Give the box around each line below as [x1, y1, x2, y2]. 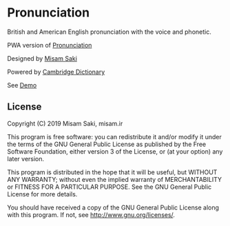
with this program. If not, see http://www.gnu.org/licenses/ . [7, 210, 176, 218]
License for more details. [7, 189, 78, 198]
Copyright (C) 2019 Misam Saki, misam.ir [7, 119, 123, 127]
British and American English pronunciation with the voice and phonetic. [7, 28, 211, 36]
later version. [7, 154, 45, 163]
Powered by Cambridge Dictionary [7, 68, 105, 76]
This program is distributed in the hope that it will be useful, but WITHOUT [7, 167, 218, 176]
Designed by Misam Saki [7, 54, 78, 63]
